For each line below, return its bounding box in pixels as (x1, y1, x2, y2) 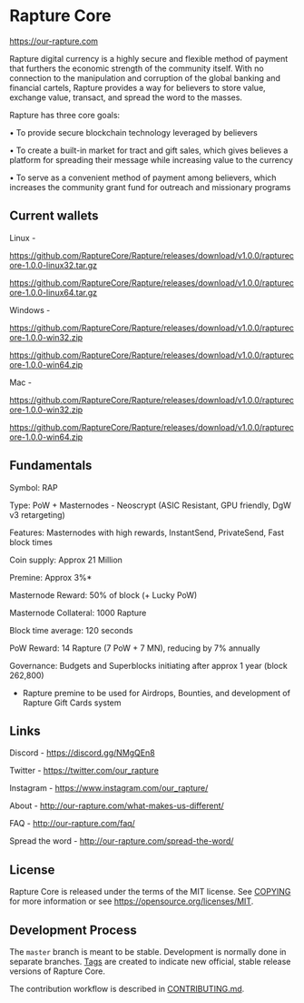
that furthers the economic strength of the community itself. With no (9, 63, 265, 74)
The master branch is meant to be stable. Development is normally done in (9, 947, 287, 957)
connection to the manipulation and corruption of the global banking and (9, 72, 281, 83)
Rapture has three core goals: (9, 109, 121, 120)
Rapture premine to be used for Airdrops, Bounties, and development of (22, 687, 290, 698)
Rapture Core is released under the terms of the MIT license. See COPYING (9, 886, 291, 897)
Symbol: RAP (9, 481, 59, 492)
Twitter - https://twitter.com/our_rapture (9, 765, 159, 776)
